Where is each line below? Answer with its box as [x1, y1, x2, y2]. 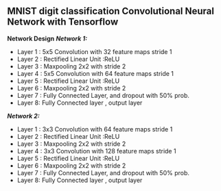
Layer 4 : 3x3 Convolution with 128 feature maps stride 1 [16, 147, 176, 155]
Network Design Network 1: [7, 34, 88, 42]
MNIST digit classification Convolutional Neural [7, 5, 215, 17]
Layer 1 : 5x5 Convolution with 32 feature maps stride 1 [16, 47, 172, 55]
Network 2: [7, 112, 40, 120]
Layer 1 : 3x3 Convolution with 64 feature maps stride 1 [16, 125, 173, 133]
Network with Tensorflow [7, 16, 119, 28]
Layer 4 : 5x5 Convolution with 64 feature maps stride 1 [16, 69, 174, 77]
